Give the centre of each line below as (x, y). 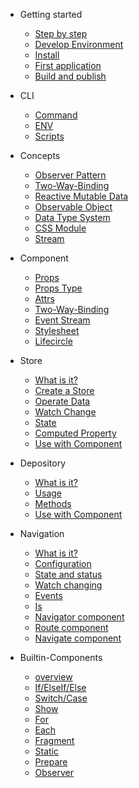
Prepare (51, 762)
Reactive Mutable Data (81, 196)
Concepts (40, 155)
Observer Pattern (70, 175)
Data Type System (72, 217)
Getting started (51, 14)
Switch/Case (61, 698)
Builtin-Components (61, 657)
